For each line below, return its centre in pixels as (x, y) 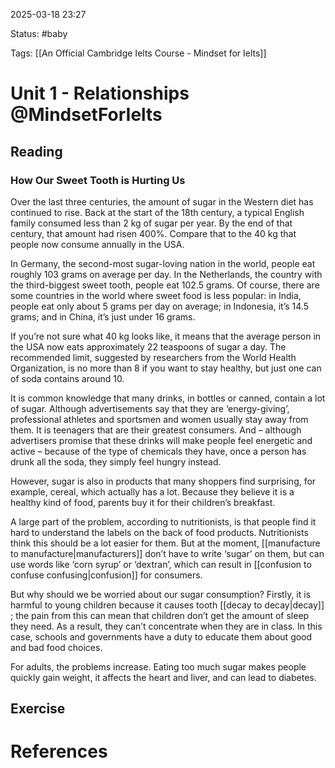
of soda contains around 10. (67, 378)
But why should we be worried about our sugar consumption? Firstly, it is (161, 594)
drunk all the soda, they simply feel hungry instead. (116, 461)
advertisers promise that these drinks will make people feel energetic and (161, 440)
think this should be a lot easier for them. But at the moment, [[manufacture (165, 543)
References (59, 751)
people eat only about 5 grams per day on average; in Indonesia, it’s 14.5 (159, 306)
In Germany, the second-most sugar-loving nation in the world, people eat (163, 263)
